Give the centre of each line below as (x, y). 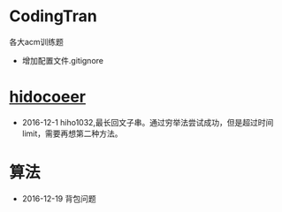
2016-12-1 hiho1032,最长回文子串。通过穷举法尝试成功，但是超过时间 (148, 122)
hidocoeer (48, 97)
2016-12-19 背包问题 (59, 198)
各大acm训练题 (37, 42)
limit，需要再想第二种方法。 (72, 133)
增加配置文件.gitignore (63, 60)
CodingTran (53, 16)
